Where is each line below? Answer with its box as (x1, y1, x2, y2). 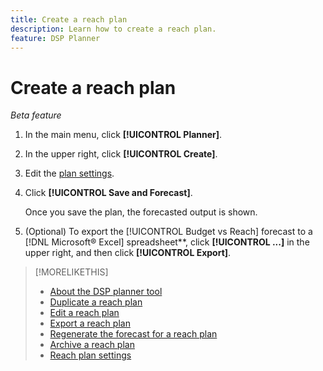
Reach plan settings (49, 349, 132, 361)
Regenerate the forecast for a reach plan (49, 328, 218, 340)
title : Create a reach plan (10, 14, 128, 25)
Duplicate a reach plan (49, 296, 143, 308)
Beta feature (10, 109, 62, 121)
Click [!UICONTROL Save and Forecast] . (24, 187, 193, 199)
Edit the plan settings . (24, 167, 115, 180)
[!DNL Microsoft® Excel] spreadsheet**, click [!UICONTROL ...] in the (24, 236, 310, 248)
